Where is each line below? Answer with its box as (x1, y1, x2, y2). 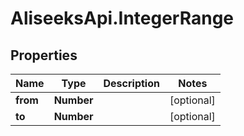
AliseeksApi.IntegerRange (10, 7, 235, 30)
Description (103, 77, 160, 90)
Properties (10, 47, 78, 64)
